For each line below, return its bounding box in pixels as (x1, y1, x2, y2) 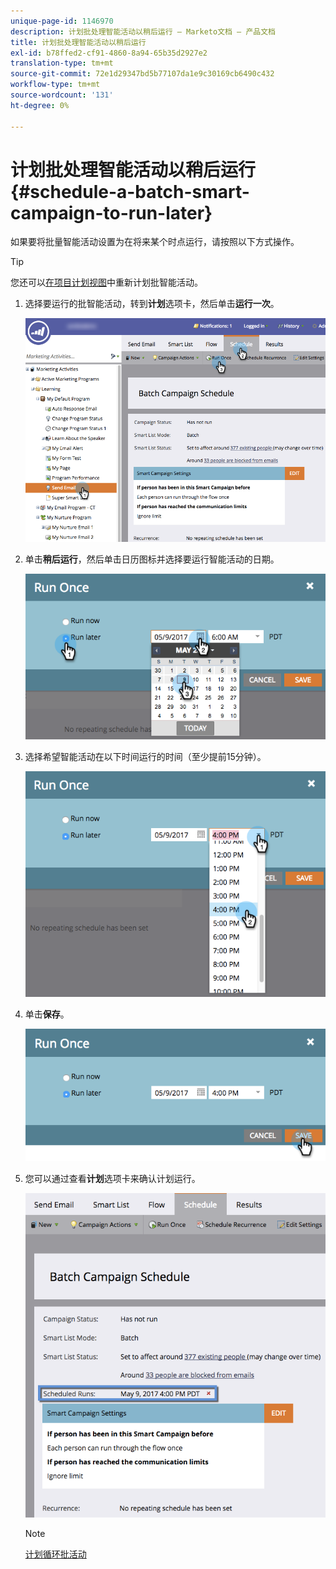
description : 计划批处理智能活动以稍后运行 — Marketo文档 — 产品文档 (10, 26, 276, 37)
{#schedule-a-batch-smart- (10, 180, 250, 203)
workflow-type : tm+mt (10, 80, 101, 90)
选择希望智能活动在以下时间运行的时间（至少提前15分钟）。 (24, 750, 267, 762)
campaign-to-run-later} (10, 201, 213, 224)
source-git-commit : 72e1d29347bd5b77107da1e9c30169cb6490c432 (10, 69, 275, 79)
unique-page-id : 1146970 (10, 16, 114, 26)
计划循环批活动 (24, 1548, 87, 1560)
